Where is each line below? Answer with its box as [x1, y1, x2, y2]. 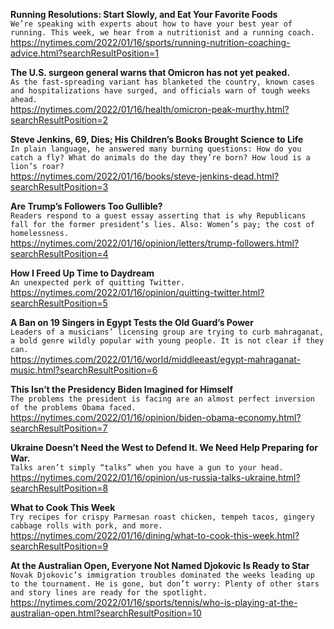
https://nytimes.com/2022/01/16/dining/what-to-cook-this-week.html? [10, 530, 300, 541]
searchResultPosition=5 [10, 297, 108, 309]
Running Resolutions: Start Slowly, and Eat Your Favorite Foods [10, 9, 278, 20]
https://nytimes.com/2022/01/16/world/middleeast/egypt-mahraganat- [10, 354, 302, 365]
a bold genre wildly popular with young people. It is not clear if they [10, 336, 325, 346]
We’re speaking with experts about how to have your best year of [10, 19, 293, 29]
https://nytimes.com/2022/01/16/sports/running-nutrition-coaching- [10, 37, 291, 48]
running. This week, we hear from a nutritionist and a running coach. [10, 28, 315, 38]
